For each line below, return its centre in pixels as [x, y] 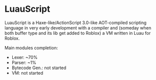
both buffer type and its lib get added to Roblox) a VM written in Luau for [78, 33]
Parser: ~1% [24, 62]
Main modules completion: [31, 48]
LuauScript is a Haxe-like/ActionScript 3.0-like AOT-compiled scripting [76, 23]
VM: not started [27, 73]
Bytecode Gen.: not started [39, 68]
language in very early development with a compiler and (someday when [78, 27]
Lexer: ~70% [24, 57]
